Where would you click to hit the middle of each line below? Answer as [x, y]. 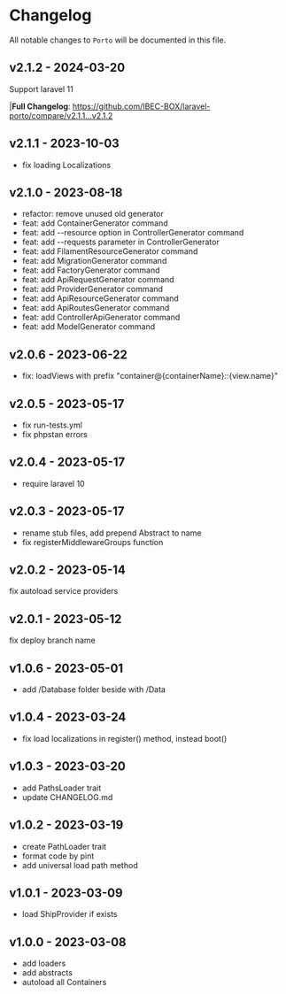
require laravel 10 [54, 483]
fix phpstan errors [55, 434]
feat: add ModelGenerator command [89, 327]
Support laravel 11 [41, 89]
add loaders [44, 963]
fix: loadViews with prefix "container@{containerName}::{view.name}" [150, 376]
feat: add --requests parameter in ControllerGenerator [120, 242]
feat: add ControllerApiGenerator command [101, 317]
